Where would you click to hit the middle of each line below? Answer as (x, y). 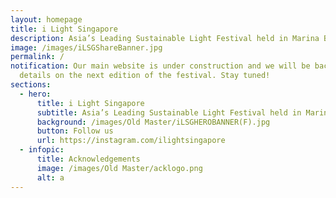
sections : (31, 85)
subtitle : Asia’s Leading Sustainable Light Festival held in (169, 112)
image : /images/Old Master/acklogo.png (119, 168)
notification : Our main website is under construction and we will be (160, 66)
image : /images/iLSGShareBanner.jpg (86, 47)
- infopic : (42, 150)
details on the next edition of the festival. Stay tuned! (145, 76)
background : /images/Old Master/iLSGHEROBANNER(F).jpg (153, 122)
